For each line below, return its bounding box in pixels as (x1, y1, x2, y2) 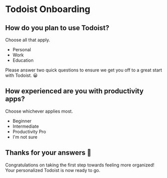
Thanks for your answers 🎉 (5, 148, 92, 157)
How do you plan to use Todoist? (5, 24, 110, 32)
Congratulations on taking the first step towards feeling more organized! (5, 162, 155, 168)
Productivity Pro (12, 128, 46, 134)
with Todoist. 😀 (5, 72, 38, 78)
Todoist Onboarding (5, 4, 91, 15)
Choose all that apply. (5, 37, 50, 43)
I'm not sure (12, 134, 38, 140)
